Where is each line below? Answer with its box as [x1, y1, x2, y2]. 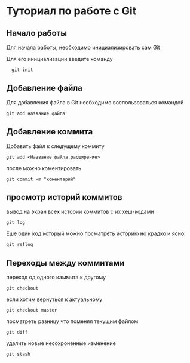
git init [11, 67, 33, 73]
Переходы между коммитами [6, 258, 125, 268]
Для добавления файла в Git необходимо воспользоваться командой [6, 99, 184, 106]
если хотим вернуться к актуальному [6, 296, 103, 303]
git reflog [6, 242, 33, 248]
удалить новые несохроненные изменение [6, 340, 117, 347]
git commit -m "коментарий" [6, 176, 76, 182]
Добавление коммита [6, 127, 93, 137]
